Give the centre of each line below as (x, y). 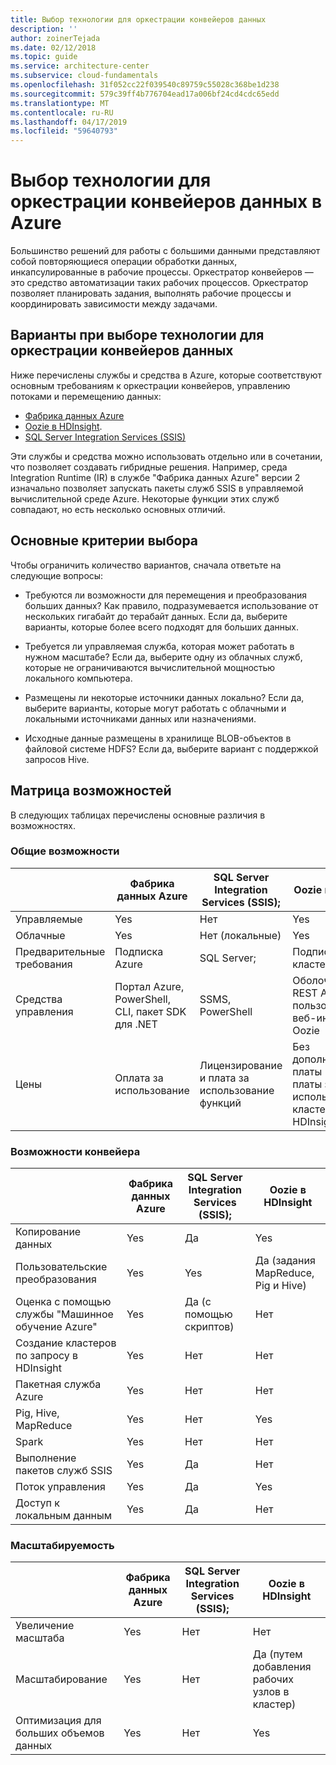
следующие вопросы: (57, 575)
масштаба (40, 1638)
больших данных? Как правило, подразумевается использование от (171, 605)
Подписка (139, 951)
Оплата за (139, 1078)
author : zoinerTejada (55, 38)
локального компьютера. (78, 678)
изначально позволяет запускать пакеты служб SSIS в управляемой (157, 488)
